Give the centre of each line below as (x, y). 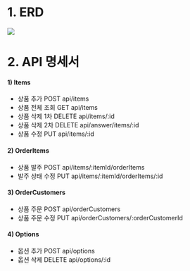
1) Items (19, 82)
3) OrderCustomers (36, 193)
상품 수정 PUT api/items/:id (56, 134)
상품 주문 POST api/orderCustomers (69, 209)
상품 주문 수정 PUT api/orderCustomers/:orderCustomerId (100, 218)
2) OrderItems (28, 150)
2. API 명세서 (43, 62)
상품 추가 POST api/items (53, 99)
